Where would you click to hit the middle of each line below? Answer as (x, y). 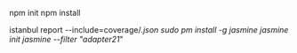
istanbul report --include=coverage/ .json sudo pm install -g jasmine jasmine (149, 30)
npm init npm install (45, 13)
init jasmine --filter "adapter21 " (66, 39)
